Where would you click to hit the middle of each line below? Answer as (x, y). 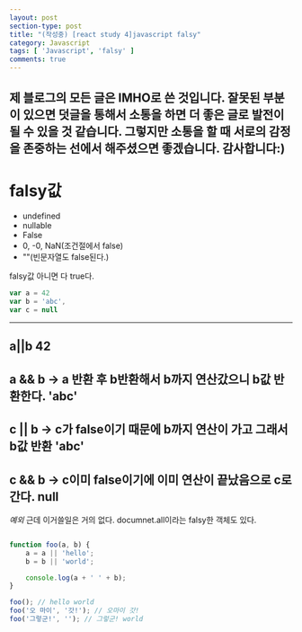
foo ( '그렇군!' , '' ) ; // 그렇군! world (76, 619)
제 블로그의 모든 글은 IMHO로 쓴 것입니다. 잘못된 (135, 98)
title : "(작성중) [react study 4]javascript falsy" (105, 34)
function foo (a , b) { (50, 545)
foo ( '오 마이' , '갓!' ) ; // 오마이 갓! (74, 611)
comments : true (38, 59)
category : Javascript (50, 43)
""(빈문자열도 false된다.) (66, 257)
